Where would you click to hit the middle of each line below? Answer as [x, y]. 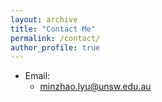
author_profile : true [55, 47]
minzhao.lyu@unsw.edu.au [95, 87]
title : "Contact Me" [53, 29]
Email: [37, 76]
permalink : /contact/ [55, 38]
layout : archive [44, 19]
